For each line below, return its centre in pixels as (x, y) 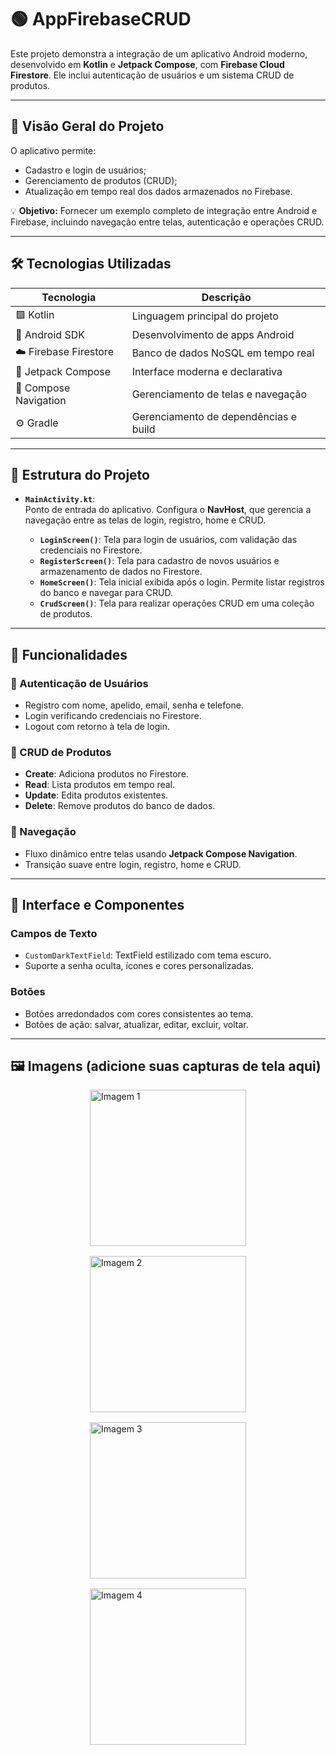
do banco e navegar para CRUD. (106, 593)
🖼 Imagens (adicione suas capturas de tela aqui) (166, 1066)
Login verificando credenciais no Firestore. (113, 716)
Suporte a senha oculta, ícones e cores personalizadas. (139, 966)
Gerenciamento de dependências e (214, 416)
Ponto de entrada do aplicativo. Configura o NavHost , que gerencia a (168, 510)
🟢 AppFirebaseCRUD (101, 19)
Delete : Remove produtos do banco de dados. (120, 806)
